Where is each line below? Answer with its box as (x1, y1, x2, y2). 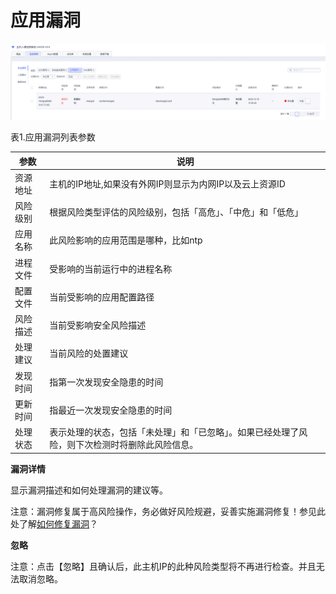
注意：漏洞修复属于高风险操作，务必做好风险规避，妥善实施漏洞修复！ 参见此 (10, 505, 326, 517)
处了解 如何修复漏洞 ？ (10, 517, 98, 530)
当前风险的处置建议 (49, 347, 129, 360)
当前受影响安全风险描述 (49, 319, 147, 331)
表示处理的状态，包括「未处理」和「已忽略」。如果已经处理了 (49, 426, 300, 438)
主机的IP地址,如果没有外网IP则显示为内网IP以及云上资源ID (49, 177, 286, 190)
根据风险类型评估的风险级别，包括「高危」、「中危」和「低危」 (49, 206, 304, 218)
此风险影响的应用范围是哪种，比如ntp (49, 234, 203, 246)
